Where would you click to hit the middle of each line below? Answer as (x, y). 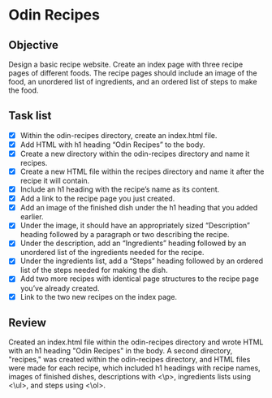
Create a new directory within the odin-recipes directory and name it (135, 154)
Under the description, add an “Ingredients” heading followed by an (133, 243)
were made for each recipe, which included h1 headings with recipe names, (135, 368)
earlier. (32, 217)
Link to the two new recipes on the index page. (98, 296)
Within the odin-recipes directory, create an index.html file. (119, 135)
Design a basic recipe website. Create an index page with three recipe (126, 64)
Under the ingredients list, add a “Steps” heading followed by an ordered (142, 261)
